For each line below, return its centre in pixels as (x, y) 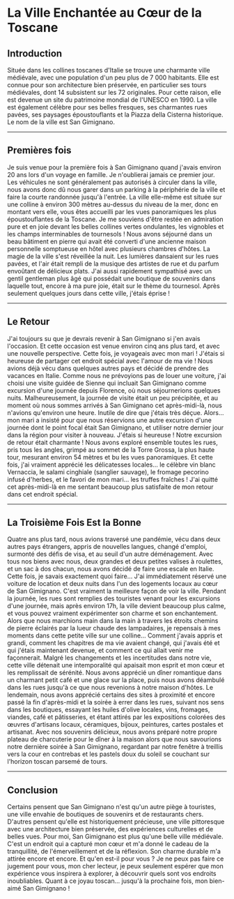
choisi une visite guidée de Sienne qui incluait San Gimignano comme (107, 383)
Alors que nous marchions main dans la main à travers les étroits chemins (113, 621)
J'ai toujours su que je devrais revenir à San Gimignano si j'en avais (104, 338)
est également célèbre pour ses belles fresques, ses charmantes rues (107, 107)
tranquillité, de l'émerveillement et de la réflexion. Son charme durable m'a (114, 852)
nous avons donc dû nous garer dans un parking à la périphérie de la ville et (116, 189)
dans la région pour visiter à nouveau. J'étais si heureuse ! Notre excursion (115, 435)
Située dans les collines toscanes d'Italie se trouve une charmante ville (109, 70)
